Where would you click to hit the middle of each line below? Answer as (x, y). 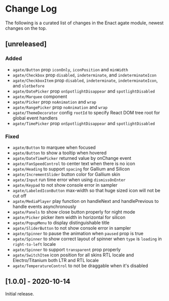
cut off (19, 196)
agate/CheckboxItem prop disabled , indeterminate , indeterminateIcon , (85, 80)
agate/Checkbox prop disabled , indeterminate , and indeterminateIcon (84, 75)
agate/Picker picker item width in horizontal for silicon (69, 217)
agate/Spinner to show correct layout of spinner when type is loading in (87, 239)
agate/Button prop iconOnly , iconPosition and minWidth (70, 69)
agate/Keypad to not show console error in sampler (65, 185)
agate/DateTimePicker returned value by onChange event (72, 158)
